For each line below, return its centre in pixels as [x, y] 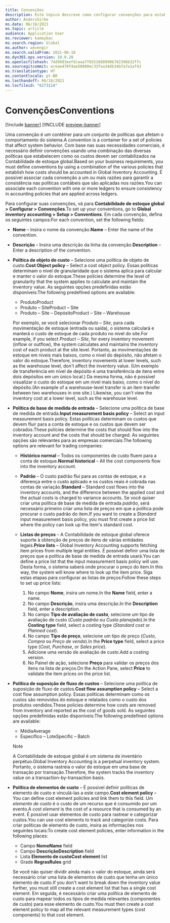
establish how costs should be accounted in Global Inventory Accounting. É [84, 172]
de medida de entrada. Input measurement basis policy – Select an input [89, 413]
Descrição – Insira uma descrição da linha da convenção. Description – [87, 244]
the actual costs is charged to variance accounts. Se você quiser [88, 498]
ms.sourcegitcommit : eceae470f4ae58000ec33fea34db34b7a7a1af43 [73, 66]
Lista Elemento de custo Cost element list [64, 856]
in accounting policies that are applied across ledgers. [62, 194]
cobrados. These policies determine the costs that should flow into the [85, 430]
